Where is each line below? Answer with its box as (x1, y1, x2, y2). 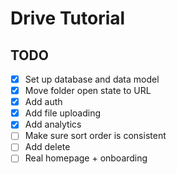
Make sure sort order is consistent (24, 130, 167, 142)
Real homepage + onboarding (24, 152, 148, 164)
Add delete (24, 141, 71, 153)
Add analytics (24, 118, 82, 131)
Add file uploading (24, 107, 102, 119)
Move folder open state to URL (24, 85, 152, 97)
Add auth (24, 96, 63, 108)
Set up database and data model (24, 73, 160, 85)
